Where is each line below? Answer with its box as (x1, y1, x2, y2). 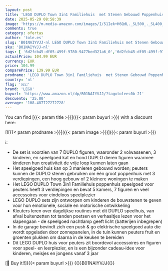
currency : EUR (5, 59, 35, 64)
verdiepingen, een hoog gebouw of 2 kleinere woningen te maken (12, 176, 148, 182)
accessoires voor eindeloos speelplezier (12, 192, 96, 198)
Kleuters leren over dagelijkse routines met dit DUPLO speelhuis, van (12, 208, 154, 214)
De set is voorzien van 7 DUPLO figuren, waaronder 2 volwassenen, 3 (12, 149, 156, 155)
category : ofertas (5, 31, 43, 36)
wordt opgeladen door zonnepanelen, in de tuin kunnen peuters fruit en (12, 229, 160, 235)
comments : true (5, 26, 37, 31)
